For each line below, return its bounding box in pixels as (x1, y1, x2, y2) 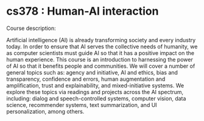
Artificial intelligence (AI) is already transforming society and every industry (6, 36, 196, 43)
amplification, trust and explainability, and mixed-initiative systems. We (6, 81, 185, 89)
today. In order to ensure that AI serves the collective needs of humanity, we (6, 43, 198, 50)
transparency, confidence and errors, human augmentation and (6, 75, 166, 82)
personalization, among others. (6, 108, 85, 115)
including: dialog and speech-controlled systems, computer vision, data (6, 95, 186, 102)
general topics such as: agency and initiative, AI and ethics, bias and (6, 68, 178, 76)
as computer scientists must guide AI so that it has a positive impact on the (6, 49, 195, 56)
